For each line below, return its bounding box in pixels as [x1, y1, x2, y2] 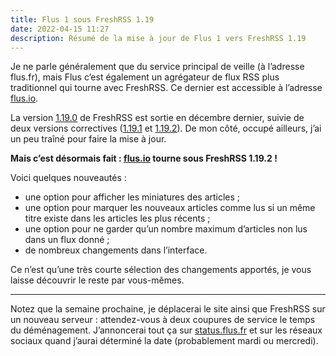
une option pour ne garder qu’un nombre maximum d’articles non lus [24, 223, 308, 235]
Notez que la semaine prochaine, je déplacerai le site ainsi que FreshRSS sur [10, 303, 326, 315]
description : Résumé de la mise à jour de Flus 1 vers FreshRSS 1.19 [10, 33, 307, 43]
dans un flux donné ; [24, 234, 110, 246]
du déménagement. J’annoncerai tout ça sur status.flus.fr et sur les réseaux [10, 324, 323, 336]
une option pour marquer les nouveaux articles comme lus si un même [24, 202, 316, 214]
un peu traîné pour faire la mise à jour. [10, 133, 167, 145]
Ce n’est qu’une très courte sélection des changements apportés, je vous [10, 264, 312, 276]
